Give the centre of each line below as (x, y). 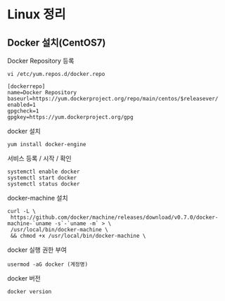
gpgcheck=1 (23, 111)
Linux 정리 (37, 14)
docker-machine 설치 (38, 198)
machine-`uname (30, 224)
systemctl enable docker (44, 172)
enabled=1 (22, 105)
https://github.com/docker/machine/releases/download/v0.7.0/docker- (114, 217)
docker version (30, 292)
